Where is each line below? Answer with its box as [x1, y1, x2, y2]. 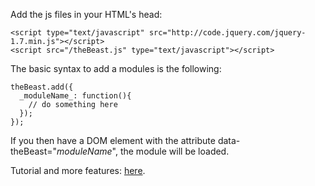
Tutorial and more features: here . [10, 165, 146, 176]
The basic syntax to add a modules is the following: [10, 63, 222, 74]
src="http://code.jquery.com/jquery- [148, 28, 307, 38]
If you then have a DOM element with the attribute [10, 135, 216, 146]
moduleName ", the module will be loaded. [56, 145, 230, 157]
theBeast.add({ [10, 82, 74, 92]
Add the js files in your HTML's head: [10, 9, 163, 20]
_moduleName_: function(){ [19, 91, 132, 101]
